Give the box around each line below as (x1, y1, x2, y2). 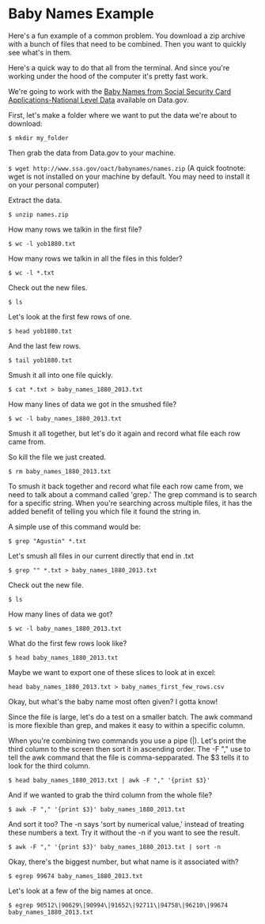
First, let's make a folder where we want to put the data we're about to (8, 110, 237, 119)
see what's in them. (8, 47, 73, 57)
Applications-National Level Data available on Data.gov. (8, 95, 189, 104)
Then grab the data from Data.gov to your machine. (8, 148, 176, 157)
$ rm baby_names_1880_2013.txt (8, 467, 112, 475)
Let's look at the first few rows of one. (8, 311, 132, 321)
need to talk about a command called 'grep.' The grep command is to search (8, 489, 257, 499)
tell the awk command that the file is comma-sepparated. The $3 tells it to (8, 752, 249, 762)
